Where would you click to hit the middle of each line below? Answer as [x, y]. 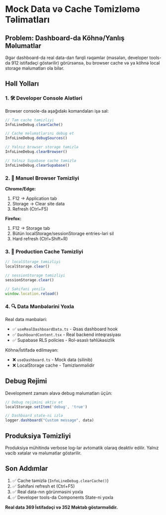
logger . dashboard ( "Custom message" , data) [50, 420]
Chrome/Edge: [21, 189]
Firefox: [13, 218]
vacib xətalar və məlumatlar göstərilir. [43, 453]
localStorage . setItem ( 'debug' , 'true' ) [46, 407]
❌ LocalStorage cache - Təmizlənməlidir [54, 365]
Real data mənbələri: [26, 319]
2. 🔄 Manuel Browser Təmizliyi [42, 178]
